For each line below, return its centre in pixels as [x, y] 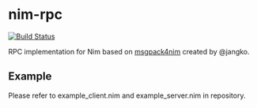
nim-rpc [36, 15]
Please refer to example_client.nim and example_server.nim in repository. [127, 95]
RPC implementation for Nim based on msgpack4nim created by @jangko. [129, 51]
